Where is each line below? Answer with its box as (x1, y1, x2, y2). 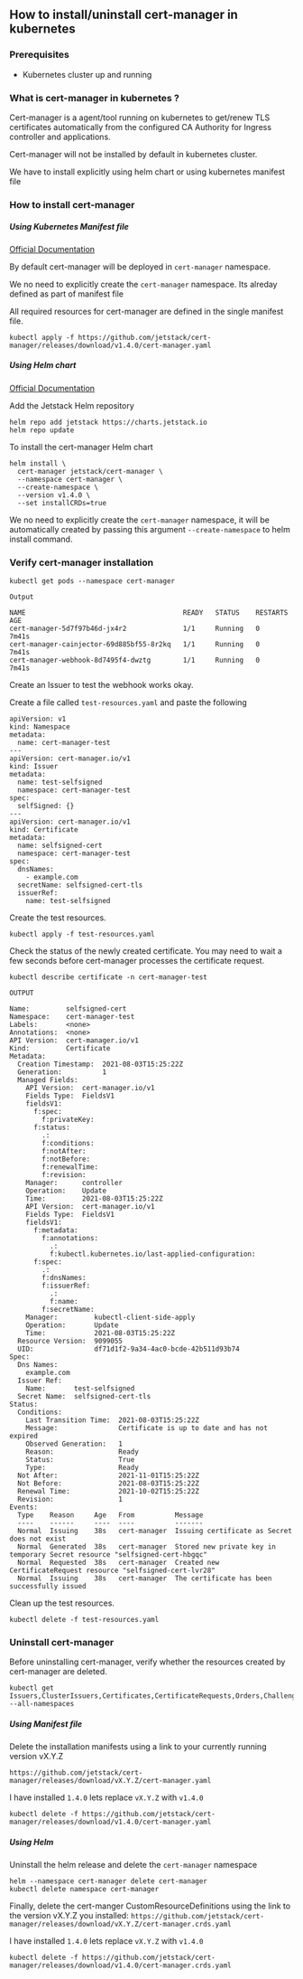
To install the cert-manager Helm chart (9, 441, 153, 452)
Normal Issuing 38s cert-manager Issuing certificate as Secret (17, 1527, 293, 1536)
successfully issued (9, 1582, 87, 1591)
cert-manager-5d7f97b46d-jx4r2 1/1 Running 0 (9, 624, 260, 634)
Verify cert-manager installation (9, 556, 154, 569)
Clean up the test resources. (9, 1597, 115, 1608)
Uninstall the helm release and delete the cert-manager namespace (9, 1860, 258, 1871)
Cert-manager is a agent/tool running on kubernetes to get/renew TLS (9, 112, 271, 123)
